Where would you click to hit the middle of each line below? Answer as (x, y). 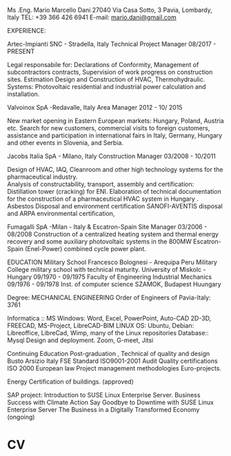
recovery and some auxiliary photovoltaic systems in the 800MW (99, 241)
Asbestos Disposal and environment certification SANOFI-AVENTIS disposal (115, 206)
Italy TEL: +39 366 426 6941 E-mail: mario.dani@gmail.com (92, 17)
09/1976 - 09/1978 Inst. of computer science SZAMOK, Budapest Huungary (114, 284)
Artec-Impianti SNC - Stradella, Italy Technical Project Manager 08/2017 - (112, 44)
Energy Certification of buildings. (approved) (71, 381)
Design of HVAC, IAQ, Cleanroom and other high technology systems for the (115, 169)
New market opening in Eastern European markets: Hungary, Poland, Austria (115, 121)
